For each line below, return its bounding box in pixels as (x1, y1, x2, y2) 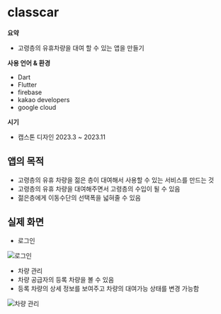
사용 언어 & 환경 (7, 58, 51, 67)
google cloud (17, 103, 57, 111)
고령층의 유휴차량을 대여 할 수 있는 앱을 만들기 (17, 43, 144, 52)
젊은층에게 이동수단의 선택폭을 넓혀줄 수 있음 (17, 193, 142, 202)
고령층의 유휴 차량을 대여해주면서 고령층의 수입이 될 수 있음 (17, 184, 181, 193)
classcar (7, 4, 59, 21)
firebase (17, 88, 42, 96)
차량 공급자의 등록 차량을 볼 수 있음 (17, 275, 115, 284)
